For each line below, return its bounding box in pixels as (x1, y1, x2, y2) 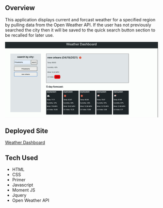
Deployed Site (5, 127, 49, 135)
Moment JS (12, 187, 35, 193)
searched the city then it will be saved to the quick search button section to (5, 27, 156, 33)
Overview (5, 4, 35, 12)
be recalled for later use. (5, 32, 54, 38)
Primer (12, 177, 26, 183)
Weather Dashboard (5, 140, 45, 145)
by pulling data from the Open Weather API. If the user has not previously (5, 22, 151, 28)
